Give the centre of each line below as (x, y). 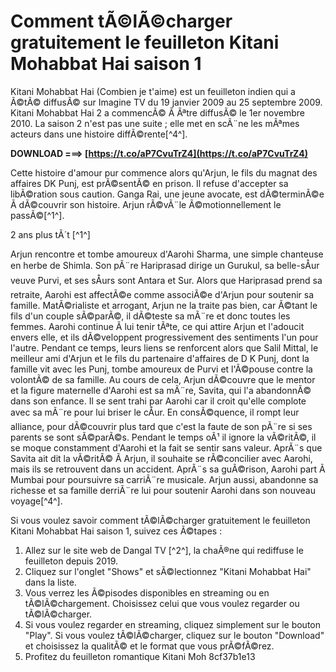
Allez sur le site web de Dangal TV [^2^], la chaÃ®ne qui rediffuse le (164, 550)
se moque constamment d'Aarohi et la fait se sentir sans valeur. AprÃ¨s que (166, 447)
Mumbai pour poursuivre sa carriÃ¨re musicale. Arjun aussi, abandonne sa (164, 479)
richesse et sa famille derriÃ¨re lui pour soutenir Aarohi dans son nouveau (163, 490)
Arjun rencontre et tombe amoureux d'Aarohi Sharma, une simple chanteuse (167, 254)
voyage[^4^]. (36, 501)
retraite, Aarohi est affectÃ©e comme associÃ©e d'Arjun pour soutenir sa (162, 294)
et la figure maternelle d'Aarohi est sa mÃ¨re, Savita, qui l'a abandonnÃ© (161, 390)
